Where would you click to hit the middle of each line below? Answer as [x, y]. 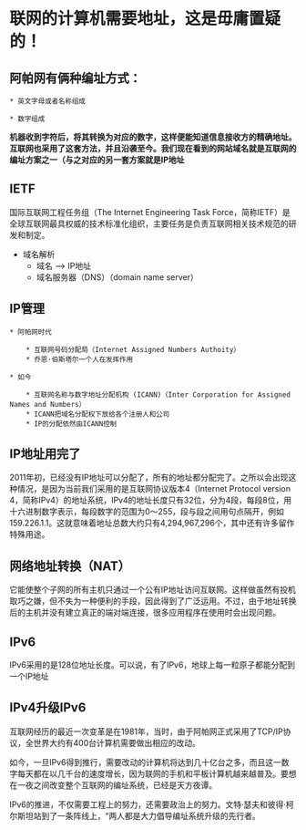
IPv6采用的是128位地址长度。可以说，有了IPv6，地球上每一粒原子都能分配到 [153, 665]
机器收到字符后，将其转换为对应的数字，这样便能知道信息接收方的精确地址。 [153, 137]
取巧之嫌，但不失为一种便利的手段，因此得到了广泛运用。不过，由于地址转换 [153, 601]
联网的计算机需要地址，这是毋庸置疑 [145, 19]
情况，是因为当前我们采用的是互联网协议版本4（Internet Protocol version [154, 489]
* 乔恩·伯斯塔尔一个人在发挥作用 [80, 359]
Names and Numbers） [48, 404]
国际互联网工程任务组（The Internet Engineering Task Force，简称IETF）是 [150, 212]
